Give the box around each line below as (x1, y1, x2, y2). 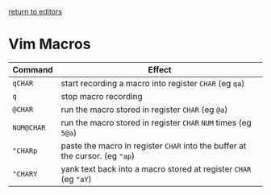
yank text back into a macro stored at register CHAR (60, 163, 252, 174)
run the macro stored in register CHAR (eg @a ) (60, 104, 228, 115)
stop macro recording (60, 90, 143, 102)
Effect (148, 64, 172, 75)
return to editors (8, 7, 63, 16)
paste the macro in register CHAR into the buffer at (60, 140, 247, 151)
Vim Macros (8, 35, 91, 53)
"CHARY (12, 169, 38, 178)
